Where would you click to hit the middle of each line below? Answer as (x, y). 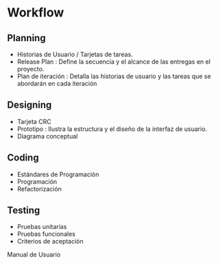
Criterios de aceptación (50, 241)
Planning (26, 38)
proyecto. (31, 69)
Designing (29, 105)
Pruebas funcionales (46, 234)
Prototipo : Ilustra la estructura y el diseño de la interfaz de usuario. (112, 129)
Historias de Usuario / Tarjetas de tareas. (75, 54)
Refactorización (39, 189)
